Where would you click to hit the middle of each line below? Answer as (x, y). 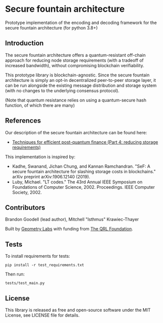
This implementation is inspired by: (40, 157)
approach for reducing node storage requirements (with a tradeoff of (74, 60)
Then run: (15, 274)
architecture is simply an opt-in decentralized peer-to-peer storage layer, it (81, 80)
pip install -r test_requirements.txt (45, 265)
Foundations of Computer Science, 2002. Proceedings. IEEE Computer (83, 187)
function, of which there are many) (40, 105)
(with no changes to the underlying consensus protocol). (62, 90)
